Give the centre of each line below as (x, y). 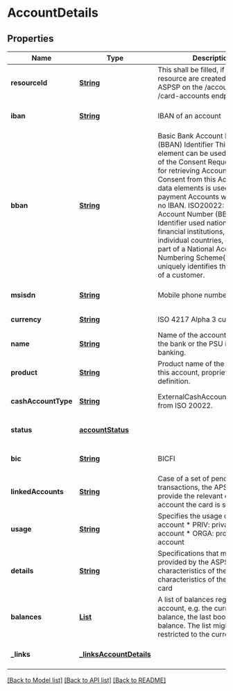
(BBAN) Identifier (185, 144)
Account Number (185, 214)
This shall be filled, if (191, 70)
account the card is (189, 505)
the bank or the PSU (190, 344)
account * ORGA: (186, 533)
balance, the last (184, 617)
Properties (31, 39)
